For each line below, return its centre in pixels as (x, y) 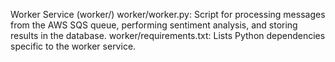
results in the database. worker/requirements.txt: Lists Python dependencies (168, 35)
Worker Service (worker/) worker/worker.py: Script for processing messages (168, 14)
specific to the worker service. (73, 46)
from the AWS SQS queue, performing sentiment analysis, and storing (154, 25)
